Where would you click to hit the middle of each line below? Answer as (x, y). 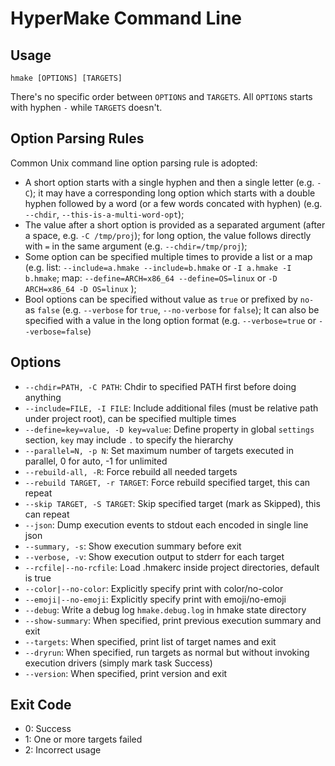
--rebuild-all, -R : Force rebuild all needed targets (131, 471)
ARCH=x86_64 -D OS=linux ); (80, 288)
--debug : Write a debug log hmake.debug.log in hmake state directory (165, 609)
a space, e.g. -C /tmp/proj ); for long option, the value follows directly (168, 235)
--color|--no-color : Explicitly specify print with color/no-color (154, 588)
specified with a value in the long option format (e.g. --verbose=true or (170, 320)
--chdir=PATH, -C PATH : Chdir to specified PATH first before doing (160, 386)
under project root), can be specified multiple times (130, 418)
